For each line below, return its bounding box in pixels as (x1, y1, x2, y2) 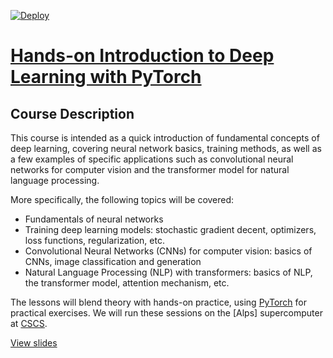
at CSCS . (10, 318, 48, 329)
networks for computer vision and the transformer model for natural (10, 164, 290, 175)
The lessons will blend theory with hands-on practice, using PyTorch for (10, 296, 308, 308)
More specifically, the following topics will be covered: (10, 194, 235, 205)
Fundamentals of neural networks (24, 213, 164, 225)
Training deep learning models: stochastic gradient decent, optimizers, (24, 224, 317, 235)
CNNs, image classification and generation (24, 256, 202, 267)
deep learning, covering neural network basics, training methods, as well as (10, 143, 322, 154)
